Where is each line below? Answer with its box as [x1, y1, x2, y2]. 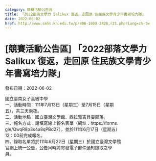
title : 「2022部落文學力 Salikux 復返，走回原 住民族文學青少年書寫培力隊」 [5, 12, 146, 17]
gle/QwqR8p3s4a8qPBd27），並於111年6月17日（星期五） [5, 126, 120, 133]
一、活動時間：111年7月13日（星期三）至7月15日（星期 [5, 102, 114, 108]
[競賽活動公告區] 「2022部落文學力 [5, 44, 147, 54]
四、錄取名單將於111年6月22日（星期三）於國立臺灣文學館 [5, 138, 121, 145]
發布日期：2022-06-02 [5, 85, 52, 91]
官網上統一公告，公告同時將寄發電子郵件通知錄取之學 [5, 145, 112, 151]
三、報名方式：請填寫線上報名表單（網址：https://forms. [5, 120, 118, 126]
